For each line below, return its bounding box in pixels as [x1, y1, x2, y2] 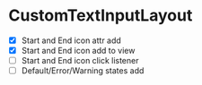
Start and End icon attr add [21, 35, 122, 46]
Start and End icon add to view [21, 46, 136, 55]
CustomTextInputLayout [8, 5, 193, 26]
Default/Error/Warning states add [21, 65, 145, 76]
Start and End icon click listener [21, 55, 139, 66]
